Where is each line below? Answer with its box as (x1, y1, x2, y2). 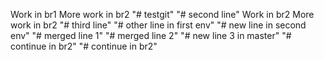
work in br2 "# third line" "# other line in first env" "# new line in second (10, 19, 307, 31)
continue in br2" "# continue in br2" (10, 40, 158, 52)
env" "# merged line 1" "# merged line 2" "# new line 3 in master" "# (10, 30, 292, 41)
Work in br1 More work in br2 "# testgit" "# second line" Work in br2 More (10, 9, 315, 20)
